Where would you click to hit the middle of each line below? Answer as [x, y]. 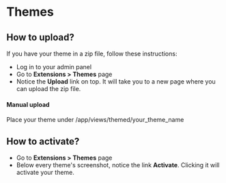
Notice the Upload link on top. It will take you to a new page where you [116, 82]
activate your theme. [45, 173]
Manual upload [28, 104]
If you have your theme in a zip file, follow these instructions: [92, 53]
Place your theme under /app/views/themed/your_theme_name [95, 120]
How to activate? [43, 141]
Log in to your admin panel [54, 67]
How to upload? [40, 37]
